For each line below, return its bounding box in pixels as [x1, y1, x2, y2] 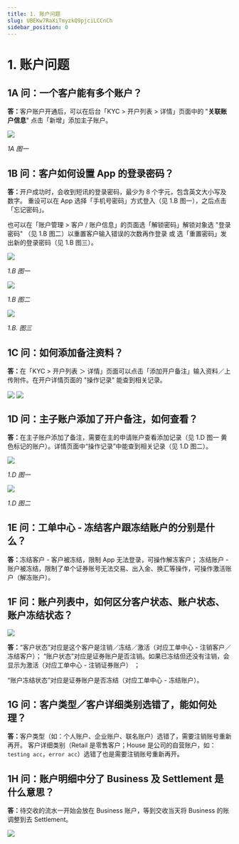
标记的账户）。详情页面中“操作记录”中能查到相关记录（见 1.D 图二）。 [13, 442, 213, 450]
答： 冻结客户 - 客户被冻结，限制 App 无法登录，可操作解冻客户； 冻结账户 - [7, 555, 229, 564]
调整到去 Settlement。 [7, 816, 73, 824]
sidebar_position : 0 [7, 23, 69, 31]
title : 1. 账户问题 [7, 10, 61, 18]
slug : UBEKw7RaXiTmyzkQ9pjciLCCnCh [7, 17, 113, 24]
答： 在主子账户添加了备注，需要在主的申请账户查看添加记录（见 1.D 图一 [7, 433, 219, 441]
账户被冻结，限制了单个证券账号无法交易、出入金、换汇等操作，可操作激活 [7, 564, 225, 573]
